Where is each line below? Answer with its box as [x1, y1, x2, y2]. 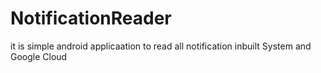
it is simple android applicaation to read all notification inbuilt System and [10, 40, 312, 52]
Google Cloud [10, 50, 68, 62]
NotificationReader [10, 7, 172, 30]
